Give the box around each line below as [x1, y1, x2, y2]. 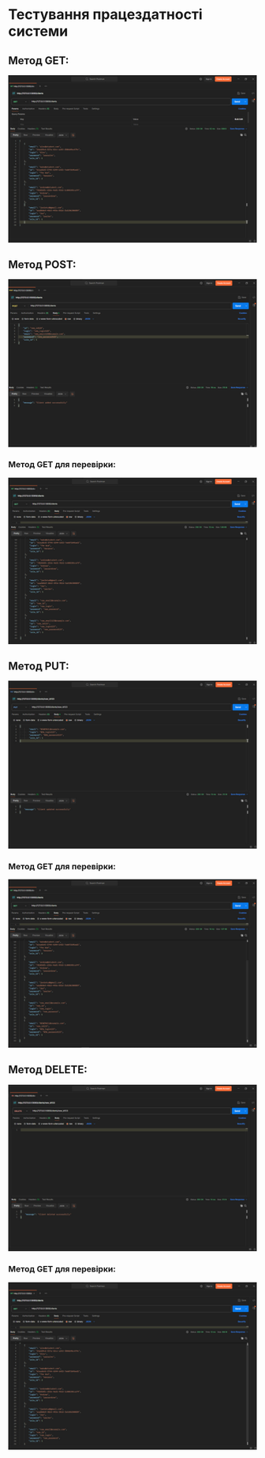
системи [8, 22, 69, 40]
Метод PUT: [8, 659, 69, 672]
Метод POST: [8, 258, 77, 272]
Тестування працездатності [8, 6, 203, 24]
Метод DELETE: [8, 1063, 88, 1076]
